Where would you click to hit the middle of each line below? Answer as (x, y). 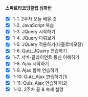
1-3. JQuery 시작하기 (34, 32)
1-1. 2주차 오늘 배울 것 (35, 19)
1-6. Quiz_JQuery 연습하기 (40, 51)
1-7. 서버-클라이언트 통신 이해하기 (46, 57)
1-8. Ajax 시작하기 (31, 64)
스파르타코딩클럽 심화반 (29, 8)
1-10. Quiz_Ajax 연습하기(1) (40, 77)
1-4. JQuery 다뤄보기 (34, 38)
